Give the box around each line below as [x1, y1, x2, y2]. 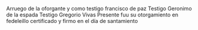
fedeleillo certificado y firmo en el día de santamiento [6, 18, 138, 24]
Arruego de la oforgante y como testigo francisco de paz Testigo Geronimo [6, 5, 192, 12]
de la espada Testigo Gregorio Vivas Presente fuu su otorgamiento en [6, 11, 179, 18]
